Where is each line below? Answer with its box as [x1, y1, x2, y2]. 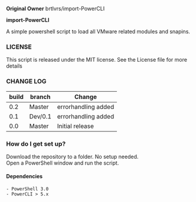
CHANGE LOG [6, 77, 47, 85]
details [6, 62, 22, 70]
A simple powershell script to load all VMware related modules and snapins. [6, 28, 191, 35]
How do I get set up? [6, 139, 66, 148]
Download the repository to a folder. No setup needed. [6, 153, 139, 160]
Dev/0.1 [29, 112, 52, 120]
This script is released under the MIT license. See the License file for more [6, 56, 188, 63]
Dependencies [6, 173, 43, 180]
